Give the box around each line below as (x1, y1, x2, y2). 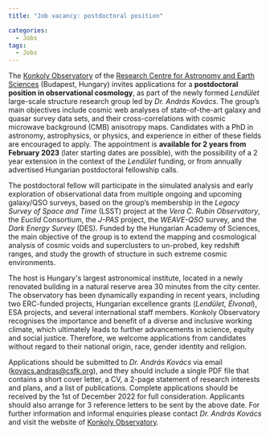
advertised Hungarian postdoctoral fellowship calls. (8, 165, 179, 175)
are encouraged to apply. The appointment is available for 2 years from (8, 139, 247, 149)
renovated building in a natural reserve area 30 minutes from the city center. (8, 282, 261, 292)
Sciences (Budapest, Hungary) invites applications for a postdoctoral (8, 80, 239, 89)
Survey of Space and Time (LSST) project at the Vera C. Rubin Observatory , (8, 206, 261, 216)
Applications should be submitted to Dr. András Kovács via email (8, 358, 223, 367)
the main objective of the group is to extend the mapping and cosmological (8, 232, 257, 242)
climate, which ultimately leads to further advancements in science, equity (8, 325, 255, 334)
